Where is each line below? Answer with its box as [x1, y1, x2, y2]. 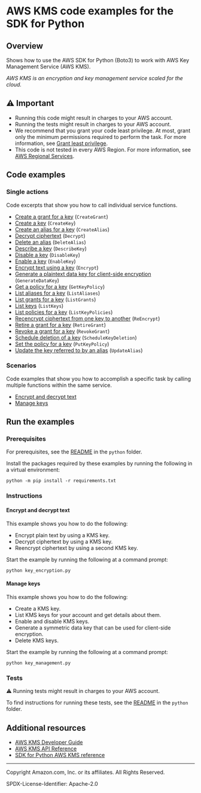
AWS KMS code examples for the [6, 4, 174, 18]
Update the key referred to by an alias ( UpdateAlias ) [14, 346, 143, 354]
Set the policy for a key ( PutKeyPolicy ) [14, 340, 109, 347]
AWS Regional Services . [14, 152, 75, 159]
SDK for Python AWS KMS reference [14, 751, 105, 758]
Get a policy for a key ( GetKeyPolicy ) [14, 283, 105, 290]
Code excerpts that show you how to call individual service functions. [6, 201, 178, 208]
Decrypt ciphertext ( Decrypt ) [14, 232, 86, 239]
